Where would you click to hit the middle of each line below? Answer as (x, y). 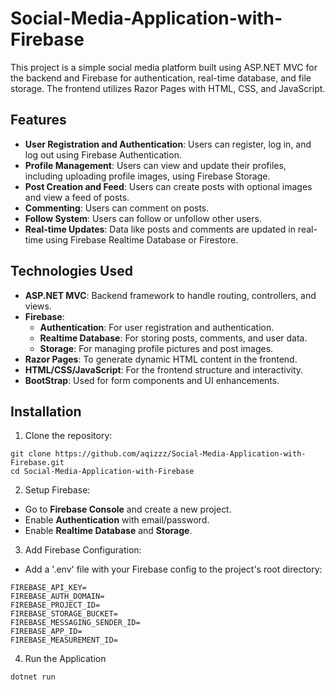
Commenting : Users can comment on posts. (117, 208)
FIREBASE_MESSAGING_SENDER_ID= (75, 623)
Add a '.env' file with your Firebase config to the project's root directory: (173, 569)
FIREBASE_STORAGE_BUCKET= (64, 614)
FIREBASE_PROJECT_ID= (55, 605)
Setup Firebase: (57, 490)
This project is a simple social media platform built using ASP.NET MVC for (164, 67)
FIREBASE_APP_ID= (46, 632)
